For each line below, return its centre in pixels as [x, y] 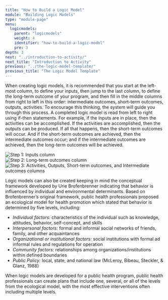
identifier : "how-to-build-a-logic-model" [60, 43]
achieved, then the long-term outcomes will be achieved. [64, 145]
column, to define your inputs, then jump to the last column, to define [89, 91]
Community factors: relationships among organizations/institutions [82, 250]
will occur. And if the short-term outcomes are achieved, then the [73, 134]
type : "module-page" [27, 19]
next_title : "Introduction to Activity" [48, 62]
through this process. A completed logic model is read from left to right [79, 113]
